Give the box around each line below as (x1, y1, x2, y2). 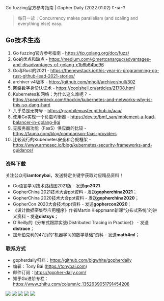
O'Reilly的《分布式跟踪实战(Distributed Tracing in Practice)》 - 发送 (12, 220, 149, 226)
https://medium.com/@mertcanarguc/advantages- (49, 56, 151, 62)
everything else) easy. (17, 21, 63, 26)
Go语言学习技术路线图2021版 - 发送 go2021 (12, 183, 100, 189)
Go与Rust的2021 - (12, 67, 50, 73)
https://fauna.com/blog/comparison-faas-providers (12, 130, 117, 136)
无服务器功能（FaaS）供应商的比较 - (12, 125, 86, 131)
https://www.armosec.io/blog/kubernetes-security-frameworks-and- (12, 142, 153, 148)
